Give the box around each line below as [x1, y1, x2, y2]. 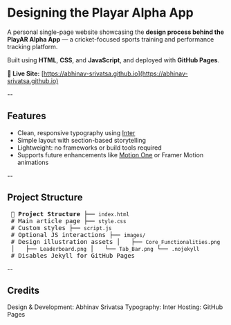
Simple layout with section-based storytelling [17, 136, 147, 144]
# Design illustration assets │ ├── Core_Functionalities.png [10, 238, 221, 245]
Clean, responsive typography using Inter [17, 128, 136, 137]
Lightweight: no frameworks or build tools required [17, 143, 163, 152]
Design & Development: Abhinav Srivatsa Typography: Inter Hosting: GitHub [7, 303, 223, 311]
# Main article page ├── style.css [10, 217, 127, 225]
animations [17, 158, 49, 166]
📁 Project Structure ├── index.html [10, 210, 130, 218]
